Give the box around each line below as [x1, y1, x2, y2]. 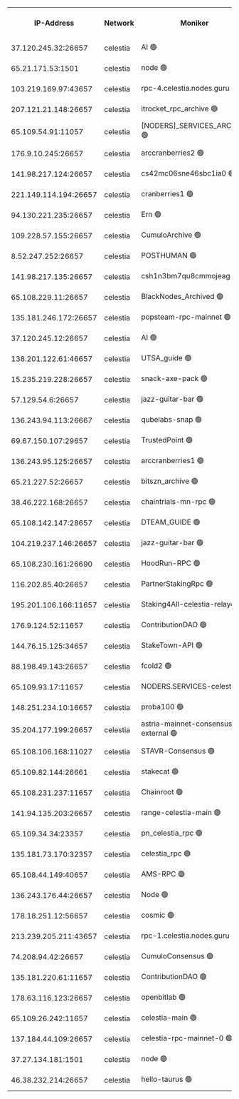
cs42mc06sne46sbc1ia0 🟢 [141, 168, 236, 178]
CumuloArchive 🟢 [141, 230, 201, 240]
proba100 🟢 [141, 702, 184, 711]
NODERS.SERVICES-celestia [141, 681, 238, 691]
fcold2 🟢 [141, 660, 172, 670]
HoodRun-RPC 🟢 [141, 558, 201, 568]
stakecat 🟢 [141, 766, 179, 776]
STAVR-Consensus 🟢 [141, 746, 216, 756]
